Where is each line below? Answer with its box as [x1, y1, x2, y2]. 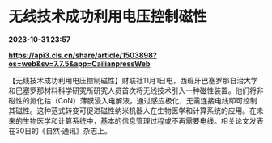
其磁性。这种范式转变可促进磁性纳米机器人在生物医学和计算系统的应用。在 [8, 106, 257, 116]
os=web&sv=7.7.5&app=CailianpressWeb [8, 58, 151, 69]
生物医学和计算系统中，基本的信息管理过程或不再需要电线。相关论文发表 [22, 116, 264, 125]
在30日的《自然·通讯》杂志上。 [8, 126, 112, 136]
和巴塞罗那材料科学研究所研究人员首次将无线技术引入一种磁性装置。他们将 [8, 86, 257, 95]
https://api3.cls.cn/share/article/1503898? [8, 50, 158, 60]
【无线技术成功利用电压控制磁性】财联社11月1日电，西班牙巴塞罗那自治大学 [8, 75, 259, 85]
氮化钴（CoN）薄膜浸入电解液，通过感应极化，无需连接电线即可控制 [29, 95, 257, 105]
